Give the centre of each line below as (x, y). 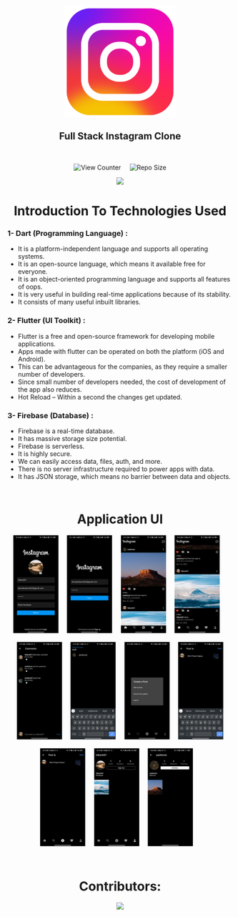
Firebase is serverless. (51, 446)
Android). (31, 359)
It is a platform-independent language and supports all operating (113, 249)
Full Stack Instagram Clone (120, 136)
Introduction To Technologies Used (120, 211)
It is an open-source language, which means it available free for (111, 264)
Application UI (120, 519)
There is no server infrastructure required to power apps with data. (116, 469)
